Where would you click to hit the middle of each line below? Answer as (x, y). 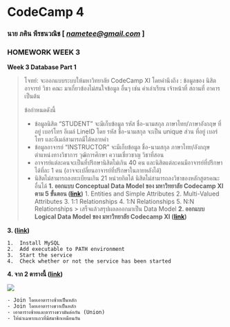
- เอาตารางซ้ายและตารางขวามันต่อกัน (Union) (56, 312)
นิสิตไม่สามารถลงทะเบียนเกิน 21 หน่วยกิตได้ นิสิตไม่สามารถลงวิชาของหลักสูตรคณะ (127, 178)
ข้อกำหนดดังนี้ (40, 110)
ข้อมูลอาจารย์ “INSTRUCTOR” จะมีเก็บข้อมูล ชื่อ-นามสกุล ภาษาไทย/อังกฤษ (122, 147)
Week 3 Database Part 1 (42, 67)
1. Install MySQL (33, 243)
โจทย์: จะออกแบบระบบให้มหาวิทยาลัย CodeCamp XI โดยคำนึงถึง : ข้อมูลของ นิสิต (120, 81)
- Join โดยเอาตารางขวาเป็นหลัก (42, 306)
